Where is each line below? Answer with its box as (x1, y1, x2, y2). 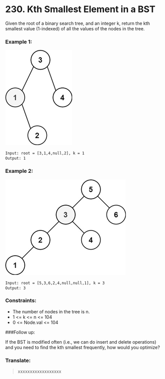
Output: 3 (5, 286, 26, 291)
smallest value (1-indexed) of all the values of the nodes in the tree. (5, 25, 145, 31)
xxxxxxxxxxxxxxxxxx (17, 368, 62, 374)
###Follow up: (5, 329, 35, 335)
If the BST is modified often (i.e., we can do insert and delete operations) (5, 339, 156, 345)
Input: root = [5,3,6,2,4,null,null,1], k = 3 (5, 280, 105, 286)
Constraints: (5, 297, 37, 304)
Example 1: (5, 38, 32, 45)
